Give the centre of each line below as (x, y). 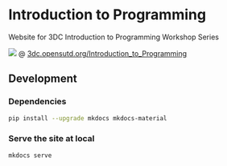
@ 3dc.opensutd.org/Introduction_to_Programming (103, 53)
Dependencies (37, 102)
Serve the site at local (52, 139)
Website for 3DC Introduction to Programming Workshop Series (114, 37)
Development (43, 79)
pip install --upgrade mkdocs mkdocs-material (88, 118)
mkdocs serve (30, 155)
